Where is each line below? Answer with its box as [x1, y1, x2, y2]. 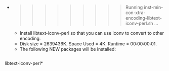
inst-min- [143, 5, 163, 10]
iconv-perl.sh [125, 20, 153, 26]
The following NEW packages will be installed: [19, 46, 116, 52]
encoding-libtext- [125, 15, 162, 21]
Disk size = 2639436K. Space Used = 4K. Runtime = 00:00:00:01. [19, 41, 157, 47]
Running [125, 5, 143, 10]
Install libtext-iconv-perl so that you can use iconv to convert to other [19, 30, 164, 36]
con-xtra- [125, 10, 146, 16]
